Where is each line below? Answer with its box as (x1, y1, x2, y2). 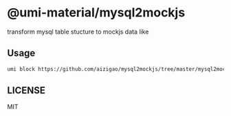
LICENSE (7, 84, 46, 97)
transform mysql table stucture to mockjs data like (7, 27, 149, 36)
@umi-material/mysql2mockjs (7, 5, 186, 21)
